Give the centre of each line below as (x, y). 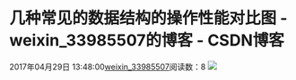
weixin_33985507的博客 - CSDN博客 (147, 40)
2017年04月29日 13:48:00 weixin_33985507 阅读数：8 (108, 67)
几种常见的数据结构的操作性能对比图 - (148, 18)
